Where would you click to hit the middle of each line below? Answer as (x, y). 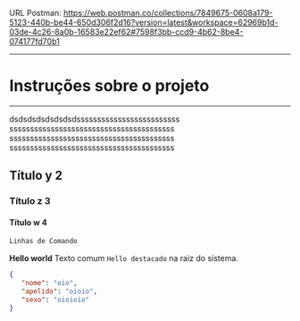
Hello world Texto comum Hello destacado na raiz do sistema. (124, 258)
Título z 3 (30, 201)
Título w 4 (28, 222)
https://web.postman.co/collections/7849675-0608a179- (168, 13)
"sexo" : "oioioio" (55, 300)
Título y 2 (36, 176)
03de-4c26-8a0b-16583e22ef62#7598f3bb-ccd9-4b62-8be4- (126, 32)
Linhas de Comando (43, 241)
